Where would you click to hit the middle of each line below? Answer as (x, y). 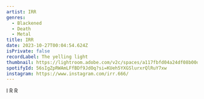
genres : (16, 18)
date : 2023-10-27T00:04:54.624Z (47, 46)
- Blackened (27, 23)
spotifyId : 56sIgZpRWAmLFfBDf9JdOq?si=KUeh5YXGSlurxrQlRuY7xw (87, 68)
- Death (22, 29)
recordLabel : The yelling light (47, 57)
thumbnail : (20, 62)
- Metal (22, 34)
